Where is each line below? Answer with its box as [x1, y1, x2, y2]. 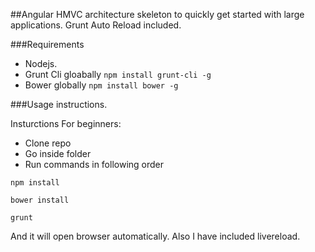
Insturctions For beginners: [10, 118, 122, 129]
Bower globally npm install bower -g [24, 79, 179, 91]
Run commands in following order [24, 159, 165, 170]
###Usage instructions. [10, 99, 108, 110]
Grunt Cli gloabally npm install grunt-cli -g [24, 69, 212, 80]
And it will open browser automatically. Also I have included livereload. [10, 230, 301, 242]
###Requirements [10, 39, 85, 50]
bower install [10, 195, 70, 205]
